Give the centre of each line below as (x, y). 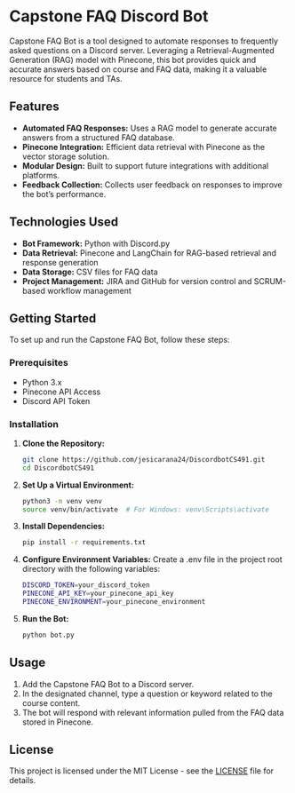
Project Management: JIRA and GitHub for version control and (137, 281)
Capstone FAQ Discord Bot (109, 16)
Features (34, 107)
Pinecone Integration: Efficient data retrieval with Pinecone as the (143, 147)
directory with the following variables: (91, 569)
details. (23, 781)
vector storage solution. (65, 156)
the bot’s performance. (64, 194)
